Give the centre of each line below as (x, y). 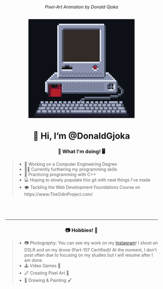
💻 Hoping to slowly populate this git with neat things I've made (87, 180)
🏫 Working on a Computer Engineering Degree (71, 164)
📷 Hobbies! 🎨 (81, 230)
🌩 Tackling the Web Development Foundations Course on (82, 187)
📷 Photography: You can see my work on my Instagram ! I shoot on (91, 243)
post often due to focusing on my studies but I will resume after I (89, 255)
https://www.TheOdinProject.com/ (58, 194)
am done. (34, 260)
